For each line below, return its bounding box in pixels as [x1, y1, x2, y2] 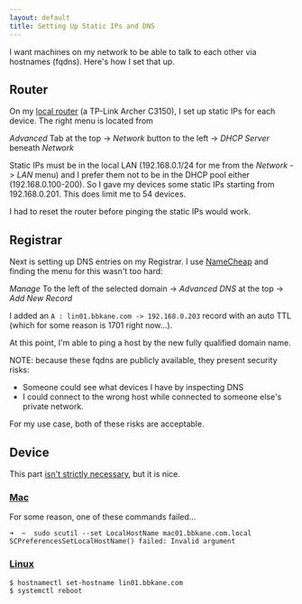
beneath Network [9, 142, 75, 153]
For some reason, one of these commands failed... [9, 511, 197, 523]
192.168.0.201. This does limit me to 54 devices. [9, 188, 187, 199]
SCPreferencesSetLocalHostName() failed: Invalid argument [9, 537, 236, 546]
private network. [22, 401, 84, 412]
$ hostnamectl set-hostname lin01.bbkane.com [9, 578, 183, 587]
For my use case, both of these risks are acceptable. [9, 418, 205, 429]
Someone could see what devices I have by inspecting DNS [22, 382, 244, 393]
